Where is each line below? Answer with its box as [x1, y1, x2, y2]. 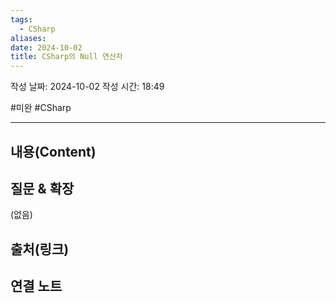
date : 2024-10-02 [10, 42, 83, 53]
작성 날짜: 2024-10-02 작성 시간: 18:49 [10, 81, 165, 93]
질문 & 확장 [10, 180, 75, 197]
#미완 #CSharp [10, 102, 72, 114]
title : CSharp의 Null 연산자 [10, 52, 123, 62]
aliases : [10, 33, 47, 43]
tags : [10, 14, 33, 25]
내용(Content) [10, 143, 97, 160]
